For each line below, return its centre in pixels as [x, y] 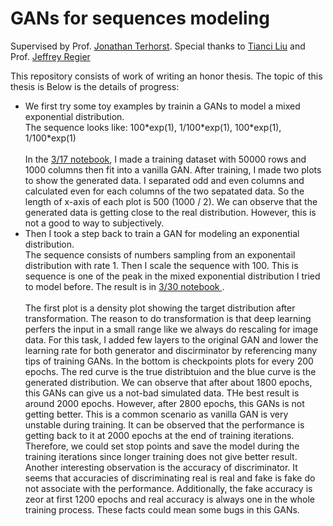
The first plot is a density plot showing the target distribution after [160, 308]
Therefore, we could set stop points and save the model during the [162, 446]
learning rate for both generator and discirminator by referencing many [171, 350]
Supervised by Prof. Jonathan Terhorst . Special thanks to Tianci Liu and [158, 46]
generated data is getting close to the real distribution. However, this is [170, 212]
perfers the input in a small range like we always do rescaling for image [171, 329]
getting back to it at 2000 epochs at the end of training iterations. [159, 435]
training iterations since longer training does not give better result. [161, 456]
